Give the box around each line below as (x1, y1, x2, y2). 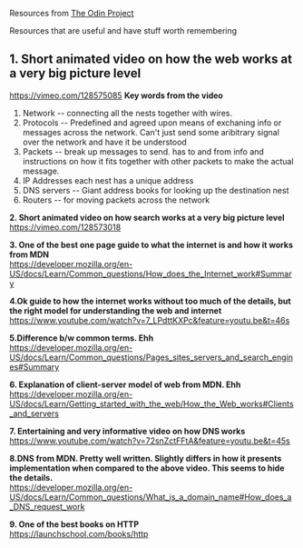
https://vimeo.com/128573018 (9, 222, 122, 233)
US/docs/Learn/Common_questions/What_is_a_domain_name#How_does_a (9, 491, 292, 503)
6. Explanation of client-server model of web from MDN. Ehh (9, 379, 241, 390)
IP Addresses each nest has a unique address (22, 174, 194, 185)
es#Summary (9, 361, 60, 372)
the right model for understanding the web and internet (9, 304, 222, 316)
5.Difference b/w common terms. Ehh (9, 332, 154, 344)
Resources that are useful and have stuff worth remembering (9, 25, 238, 35)
